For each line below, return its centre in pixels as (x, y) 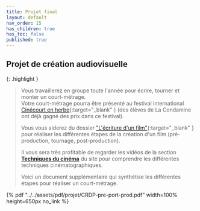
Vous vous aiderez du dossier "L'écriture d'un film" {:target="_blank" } (108, 128)
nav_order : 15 (24, 23)
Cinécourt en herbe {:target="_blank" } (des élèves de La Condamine (106, 110)
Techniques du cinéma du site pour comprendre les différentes (100, 159)
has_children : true (31, 29)
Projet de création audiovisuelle (67, 64)
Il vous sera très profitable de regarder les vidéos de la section (98, 152)
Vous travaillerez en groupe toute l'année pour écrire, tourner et (100, 90)
